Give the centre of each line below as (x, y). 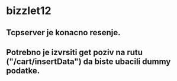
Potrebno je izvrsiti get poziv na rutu (75, 52)
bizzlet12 (29, 11)
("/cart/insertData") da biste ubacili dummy (89, 61)
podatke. (23, 71)
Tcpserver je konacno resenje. (63, 33)
